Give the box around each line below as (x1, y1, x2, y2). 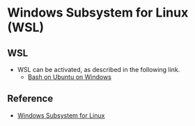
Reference (7, 93, 54, 105)
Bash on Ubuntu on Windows (27, 73, 111, 81)
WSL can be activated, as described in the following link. (17, 66, 180, 73)
